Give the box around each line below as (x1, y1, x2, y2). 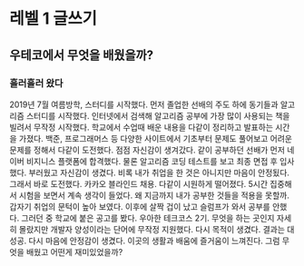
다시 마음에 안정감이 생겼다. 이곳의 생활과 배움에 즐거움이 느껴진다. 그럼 (28, 235, 280, 246)
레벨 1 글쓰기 (9, 8, 98, 29)
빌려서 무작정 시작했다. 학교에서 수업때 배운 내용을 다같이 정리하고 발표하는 (9, 122, 274, 133)
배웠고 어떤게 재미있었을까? (25, 246, 123, 257)
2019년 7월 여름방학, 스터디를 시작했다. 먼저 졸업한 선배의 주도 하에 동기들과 (9, 99, 279, 110)
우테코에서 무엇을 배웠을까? (9, 47, 154, 63)
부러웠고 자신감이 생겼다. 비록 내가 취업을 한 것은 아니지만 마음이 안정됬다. (28, 167, 290, 178)
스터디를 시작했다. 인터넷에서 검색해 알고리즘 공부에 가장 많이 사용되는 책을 (25, 110, 290, 121)
